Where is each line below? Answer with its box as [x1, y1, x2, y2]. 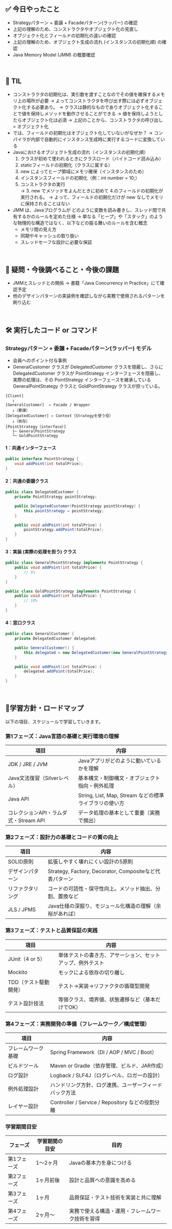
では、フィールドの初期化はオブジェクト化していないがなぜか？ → [12, 130, 153, 136]
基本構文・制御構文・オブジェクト [78, 774, 160, 782]
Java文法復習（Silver [8, 774, 59, 782]
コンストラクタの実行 [20, 181, 66, 187]
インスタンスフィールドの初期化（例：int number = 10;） [20, 174, 140, 181]
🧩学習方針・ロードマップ [5, 704, 84, 713]
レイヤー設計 [8, 1103, 39, 1110]
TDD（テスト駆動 [8, 979, 50, 986]
